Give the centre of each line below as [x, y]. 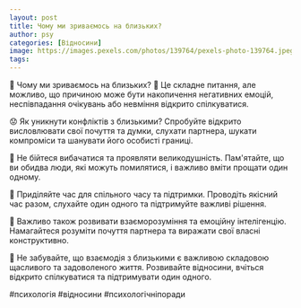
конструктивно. [39, 240]
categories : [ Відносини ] [56, 43]
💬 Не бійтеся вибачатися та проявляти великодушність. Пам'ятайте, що [147, 158]
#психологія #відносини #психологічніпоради [97, 294]
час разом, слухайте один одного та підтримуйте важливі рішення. [138, 204]
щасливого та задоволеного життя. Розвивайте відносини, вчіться [137, 267]
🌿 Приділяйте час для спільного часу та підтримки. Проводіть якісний [143, 194]
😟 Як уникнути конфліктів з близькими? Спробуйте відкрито [125, 121]
